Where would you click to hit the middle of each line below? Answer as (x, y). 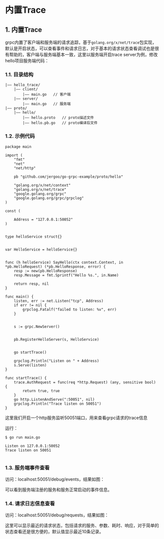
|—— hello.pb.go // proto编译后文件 (60, 123)
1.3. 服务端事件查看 (27, 468)
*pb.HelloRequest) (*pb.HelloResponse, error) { (55, 267)
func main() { (20, 297)
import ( (14, 155)
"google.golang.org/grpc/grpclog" (49, 198)
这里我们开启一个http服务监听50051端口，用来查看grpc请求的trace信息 (76, 418)
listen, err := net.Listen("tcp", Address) (59, 301)
